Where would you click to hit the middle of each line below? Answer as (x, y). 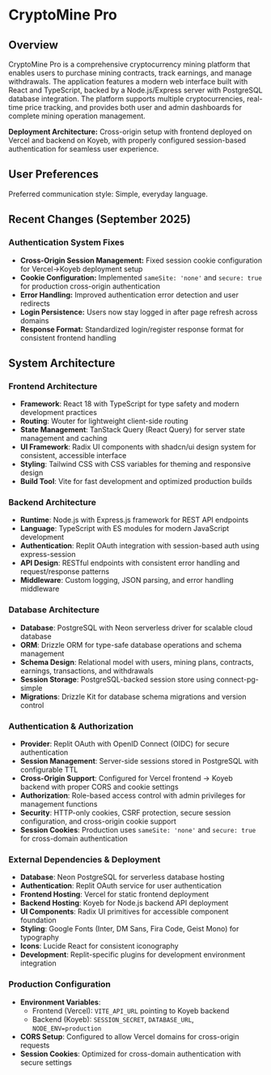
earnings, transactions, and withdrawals (87, 670)
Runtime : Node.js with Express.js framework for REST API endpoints (134, 520)
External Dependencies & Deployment (85, 859)
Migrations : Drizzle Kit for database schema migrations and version (133, 696)
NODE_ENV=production (67, 1028)
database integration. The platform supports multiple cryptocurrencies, (127, 99)
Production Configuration (60, 984)
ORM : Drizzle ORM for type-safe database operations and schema (131, 645)
